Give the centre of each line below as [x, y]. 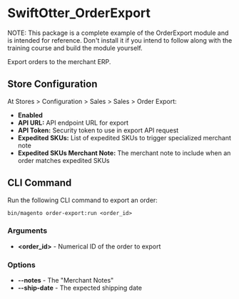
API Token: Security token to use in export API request [98, 130]
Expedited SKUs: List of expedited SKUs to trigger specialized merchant [124, 137]
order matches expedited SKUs [64, 160]
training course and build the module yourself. [75, 48]
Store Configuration [52, 84]
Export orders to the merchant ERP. [59, 61]
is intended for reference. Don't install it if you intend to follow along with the [120, 40]
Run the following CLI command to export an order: [83, 200]
